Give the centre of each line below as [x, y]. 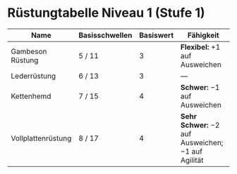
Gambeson [29, 51]
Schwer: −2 [200, 125]
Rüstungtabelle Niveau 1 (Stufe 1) [107, 13]
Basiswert [157, 35]
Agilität [192, 160]
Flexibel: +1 [200, 47]
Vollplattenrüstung [41, 138]
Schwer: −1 [200, 87]
